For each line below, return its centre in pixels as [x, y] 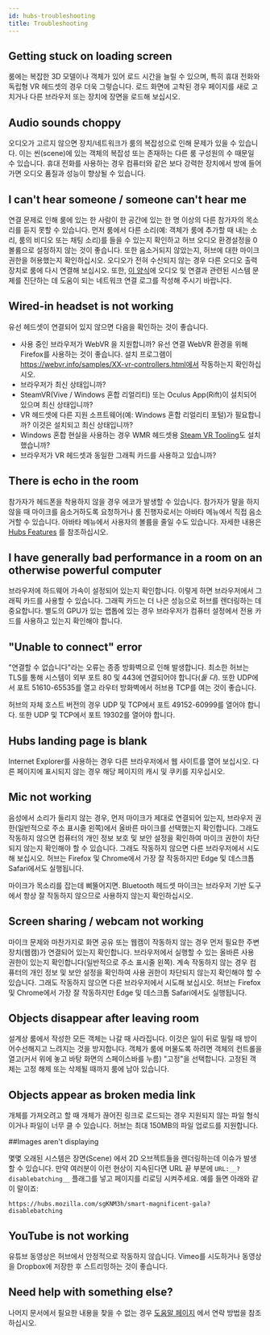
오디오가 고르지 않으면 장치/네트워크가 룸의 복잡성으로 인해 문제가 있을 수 [123, 143]
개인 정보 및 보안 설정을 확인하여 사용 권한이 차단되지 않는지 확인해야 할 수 [145, 972]
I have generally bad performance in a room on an [135, 557]
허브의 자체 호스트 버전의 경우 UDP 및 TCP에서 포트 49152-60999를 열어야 [127, 705]
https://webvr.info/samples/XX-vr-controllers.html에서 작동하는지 [127, 364]
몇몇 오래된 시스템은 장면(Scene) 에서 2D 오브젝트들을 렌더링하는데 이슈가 [125, 1158]
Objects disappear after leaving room [104, 1019]
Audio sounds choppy [65, 122]
